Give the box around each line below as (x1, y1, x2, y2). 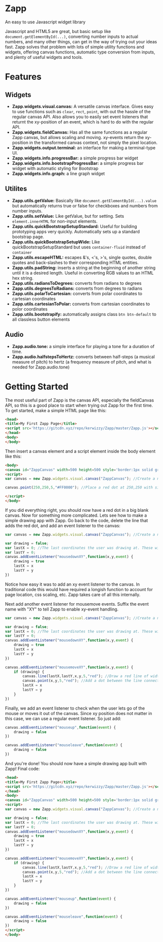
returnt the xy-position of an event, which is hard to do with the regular (12, 119, 154, 124)
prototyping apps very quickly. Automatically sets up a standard (12, 228, 140, 234)
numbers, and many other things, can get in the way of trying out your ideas (5, 38, 157, 44)
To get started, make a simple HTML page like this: (5, 407, 107, 413)
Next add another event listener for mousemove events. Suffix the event (5, 601, 149, 607)
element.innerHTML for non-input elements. (12, 218, 98, 224)
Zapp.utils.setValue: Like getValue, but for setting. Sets (12, 213, 125, 219)
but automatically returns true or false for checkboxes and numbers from (12, 203, 158, 209)
